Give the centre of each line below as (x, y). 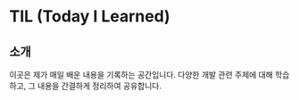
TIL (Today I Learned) (90, 17)
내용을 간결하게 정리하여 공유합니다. (100, 86)
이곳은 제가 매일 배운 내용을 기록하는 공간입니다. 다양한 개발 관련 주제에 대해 (141, 75)
